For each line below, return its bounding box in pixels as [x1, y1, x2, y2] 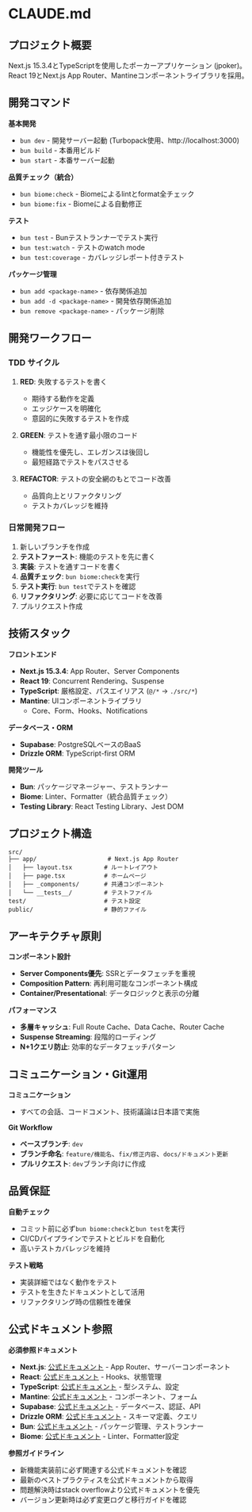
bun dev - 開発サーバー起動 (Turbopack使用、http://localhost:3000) [19, 136, 240, 145]
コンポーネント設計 [8, 952, 71, 962]
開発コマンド [8, 96, 71, 109]
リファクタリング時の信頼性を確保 [19, 1297, 132, 1307]
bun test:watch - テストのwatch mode [19, 243, 145, 252]
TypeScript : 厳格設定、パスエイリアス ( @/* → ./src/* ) [19, 686, 198, 695]
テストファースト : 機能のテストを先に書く [19, 552, 156, 561]
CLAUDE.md [8, 5, 92, 23]
